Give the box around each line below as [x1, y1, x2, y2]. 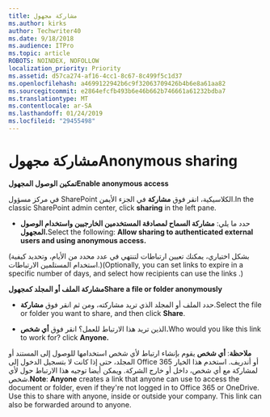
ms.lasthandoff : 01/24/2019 [8, 110, 103, 118]
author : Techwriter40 [8, 27, 82, 35]
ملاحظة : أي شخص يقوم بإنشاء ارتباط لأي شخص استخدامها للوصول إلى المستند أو [8, 348, 252, 358]
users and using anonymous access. [19, 235, 147, 245]
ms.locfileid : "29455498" [8, 117, 95, 125]
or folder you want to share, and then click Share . [19, 308, 186, 318]
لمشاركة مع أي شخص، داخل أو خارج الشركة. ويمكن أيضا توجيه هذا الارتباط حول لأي [8, 365, 259, 375]
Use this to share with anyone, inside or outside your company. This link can [8, 391, 263, 401]
